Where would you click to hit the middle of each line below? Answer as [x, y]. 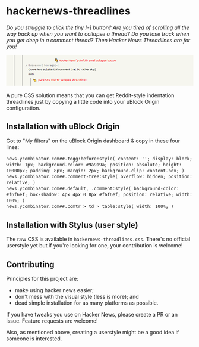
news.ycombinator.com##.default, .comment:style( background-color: [93, 189]
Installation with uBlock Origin [63, 127]
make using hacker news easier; [54, 290]
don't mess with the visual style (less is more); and [77, 297]
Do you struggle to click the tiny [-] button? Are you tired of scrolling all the [98, 27]
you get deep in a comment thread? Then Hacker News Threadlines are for [98, 40]
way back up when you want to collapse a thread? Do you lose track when [98, 33]
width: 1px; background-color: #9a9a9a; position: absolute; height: [94, 165]
